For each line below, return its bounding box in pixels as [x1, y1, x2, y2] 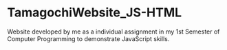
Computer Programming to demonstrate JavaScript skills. [7, 34, 170, 42]
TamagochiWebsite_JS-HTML [7, 5, 182, 21]
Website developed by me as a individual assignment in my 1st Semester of [7, 27, 220, 36]
